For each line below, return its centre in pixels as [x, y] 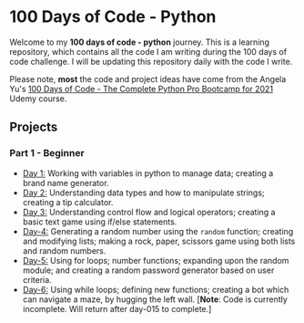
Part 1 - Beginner [47, 153]
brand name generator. [66, 182]
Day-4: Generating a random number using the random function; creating [158, 231]
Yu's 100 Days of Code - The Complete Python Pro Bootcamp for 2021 [142, 89]
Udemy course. [38, 99]
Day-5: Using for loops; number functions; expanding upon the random [156, 260]
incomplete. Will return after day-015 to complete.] [117, 308]
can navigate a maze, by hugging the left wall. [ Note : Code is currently [155, 299]
